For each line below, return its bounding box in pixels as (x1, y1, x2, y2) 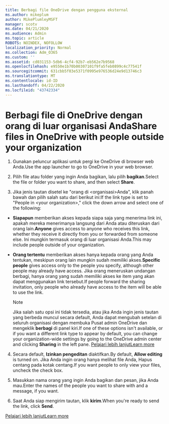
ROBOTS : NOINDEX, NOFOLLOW (5, 41, 62, 46)
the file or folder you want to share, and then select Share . (12, 179, 135, 185)
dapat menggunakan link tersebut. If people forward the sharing (12, 278, 146, 285)
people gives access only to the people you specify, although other (12, 262, 154, 269)
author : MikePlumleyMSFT (5, 17, 58, 22)
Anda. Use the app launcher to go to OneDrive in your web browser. (12, 164, 153, 170)
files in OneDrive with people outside (5, 131, 164, 143)
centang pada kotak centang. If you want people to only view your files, (12, 362, 161, 368)
